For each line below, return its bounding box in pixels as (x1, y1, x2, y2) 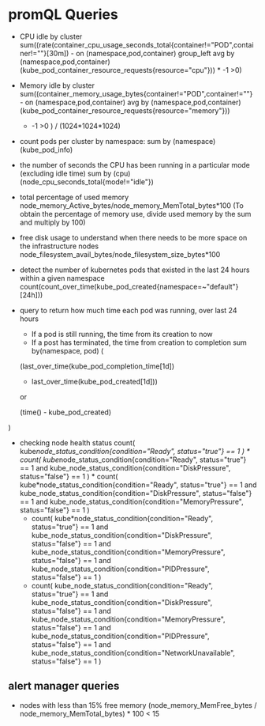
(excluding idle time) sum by (19, 168, 112, 178)
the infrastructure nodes (19, 241, 99, 251)
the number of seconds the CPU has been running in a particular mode (19, 160, 251, 169)
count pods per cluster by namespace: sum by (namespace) (19, 136, 216, 146)
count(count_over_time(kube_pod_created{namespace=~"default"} (19, 282, 239, 291)
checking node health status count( (19, 437, 136, 448)
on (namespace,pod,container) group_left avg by (76, 48, 235, 58)
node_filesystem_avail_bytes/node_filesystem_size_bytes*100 (19, 249, 221, 259)
